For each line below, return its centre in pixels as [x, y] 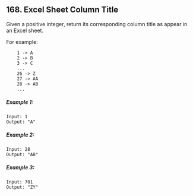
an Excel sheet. [25, 30]
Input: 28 [18, 149]
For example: [22, 42]
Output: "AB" [22, 154]
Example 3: [20, 167]
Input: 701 [20, 182]
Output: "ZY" [22, 187]
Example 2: [20, 135]
